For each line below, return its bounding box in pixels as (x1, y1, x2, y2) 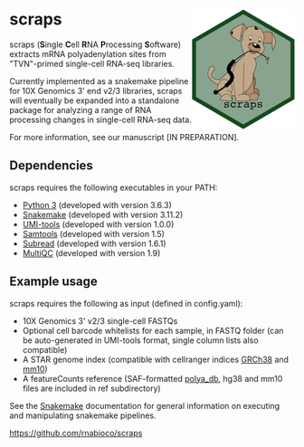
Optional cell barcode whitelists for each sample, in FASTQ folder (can (22, 325, 284, 336)
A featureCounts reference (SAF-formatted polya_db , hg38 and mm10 (22, 373, 283, 384)
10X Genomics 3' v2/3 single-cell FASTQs (22, 315, 178, 326)
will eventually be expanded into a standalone (9, 95, 180, 106)
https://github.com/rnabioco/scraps (9, 427, 143, 438)
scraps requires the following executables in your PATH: (9, 182, 218, 193)
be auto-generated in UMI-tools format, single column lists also (22, 335, 260, 346)
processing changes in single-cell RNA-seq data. (9, 114, 192, 125)
